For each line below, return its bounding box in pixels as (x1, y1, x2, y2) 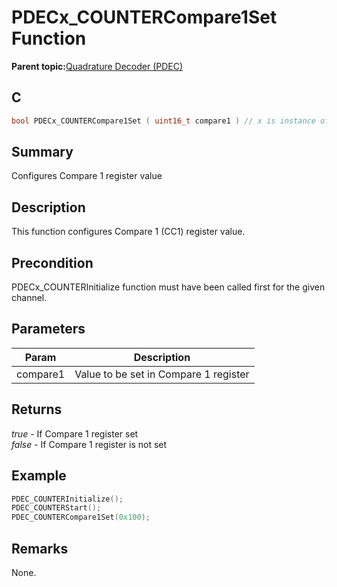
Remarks (11, 540, 69, 557)
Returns (11, 401, 63, 418)
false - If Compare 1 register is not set (11, 438, 168, 450)
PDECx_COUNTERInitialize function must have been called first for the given (11, 281, 326, 293)
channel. (11, 292, 48, 304)
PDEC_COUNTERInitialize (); (11, 494, 124, 504)
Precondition (11, 254, 94, 271)
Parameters (11, 321, 86, 338)
